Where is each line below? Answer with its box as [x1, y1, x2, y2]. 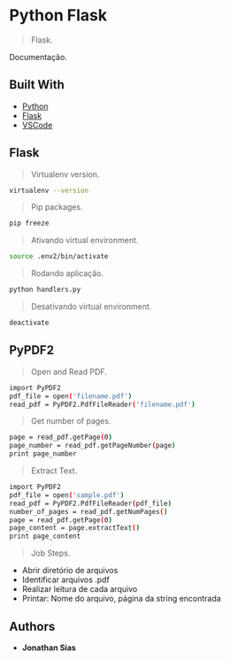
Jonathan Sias [21, 642, 77, 653]
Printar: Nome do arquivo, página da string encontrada [21, 594, 221, 604]
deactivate [9, 318, 50, 327]
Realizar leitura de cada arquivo [21, 584, 138, 595]
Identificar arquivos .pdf [21, 574, 111, 585]
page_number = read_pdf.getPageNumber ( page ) [9, 441, 176, 450]
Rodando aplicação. [30, 268, 104, 279]
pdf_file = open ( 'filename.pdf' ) [9, 391, 133, 401]
